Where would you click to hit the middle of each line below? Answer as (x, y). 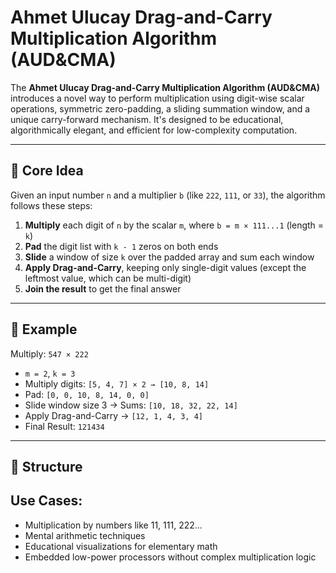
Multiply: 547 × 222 (49, 353)
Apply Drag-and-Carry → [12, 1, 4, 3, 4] (113, 415)
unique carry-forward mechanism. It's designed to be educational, (147, 119)
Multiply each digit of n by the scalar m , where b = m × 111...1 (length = (174, 225)
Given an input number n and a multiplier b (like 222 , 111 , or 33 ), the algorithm (168, 195)
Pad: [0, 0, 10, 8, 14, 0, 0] (87, 394)
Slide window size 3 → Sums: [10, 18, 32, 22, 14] (131, 405)
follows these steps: (51, 205)
